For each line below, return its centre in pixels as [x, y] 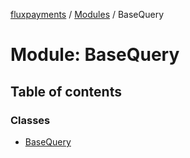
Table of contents [66, 91]
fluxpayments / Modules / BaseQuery [87, 14]
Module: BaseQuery [95, 55]
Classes [30, 120]
